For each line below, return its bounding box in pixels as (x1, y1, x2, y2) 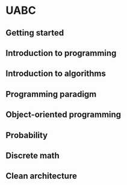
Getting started (5, 28, 64, 38)
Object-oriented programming (5, 110, 122, 120)
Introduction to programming (5, 48, 117, 58)
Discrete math (5, 150, 60, 160)
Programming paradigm (5, 89, 97, 99)
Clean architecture (5, 171, 78, 181)
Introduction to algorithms (5, 69, 106, 79)
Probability (5, 130, 48, 140)
